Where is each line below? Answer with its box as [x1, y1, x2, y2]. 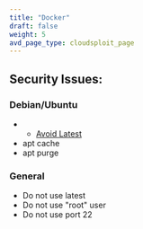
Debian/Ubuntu [9, 98, 78, 110]
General [9, 170, 45, 182]
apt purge [22, 147, 59, 158]
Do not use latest [22, 190, 86, 201]
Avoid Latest [35, 128, 83, 139]
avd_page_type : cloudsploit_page [9, 38, 135, 48]
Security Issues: [9, 71, 103, 86]
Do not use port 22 [22, 209, 93, 220]
